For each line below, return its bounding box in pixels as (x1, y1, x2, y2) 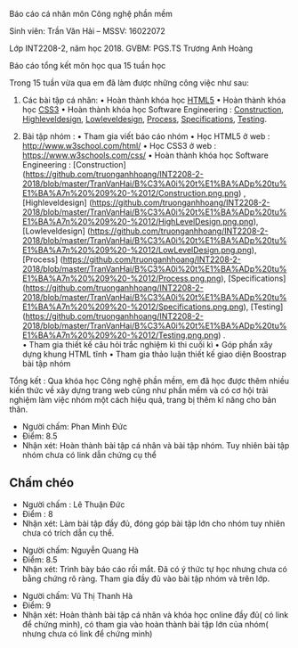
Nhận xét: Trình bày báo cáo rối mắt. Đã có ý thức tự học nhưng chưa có (21, 563, 287, 574)
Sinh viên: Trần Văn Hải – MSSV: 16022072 (9, 26, 166, 36)
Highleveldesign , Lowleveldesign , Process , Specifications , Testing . (21, 114, 267, 124)
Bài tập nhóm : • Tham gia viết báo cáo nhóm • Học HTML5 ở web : (21, 131, 270, 142)
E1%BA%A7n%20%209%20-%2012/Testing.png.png (21, 330, 219, 340)
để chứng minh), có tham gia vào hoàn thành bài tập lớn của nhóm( (21, 619, 269, 629)
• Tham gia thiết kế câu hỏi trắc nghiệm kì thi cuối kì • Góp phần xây (21, 340, 273, 349)
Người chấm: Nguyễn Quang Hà (21, 545, 140, 555)
